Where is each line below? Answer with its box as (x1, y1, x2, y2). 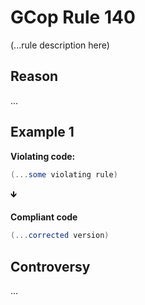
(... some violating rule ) (10, 169, 118, 180)
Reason (10, 68, 59, 85)
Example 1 (10, 124, 75, 141)
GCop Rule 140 (10, 6, 136, 29)
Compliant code (10, 211, 78, 223)
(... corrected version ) (10, 231, 110, 241)
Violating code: (10, 150, 76, 162)
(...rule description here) (10, 39, 110, 51)
